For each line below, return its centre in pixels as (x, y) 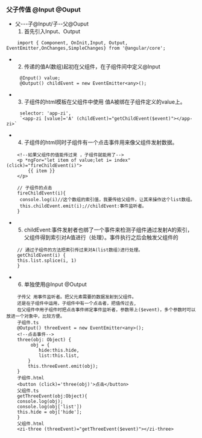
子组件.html (31, 378)
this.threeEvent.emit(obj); (63, 367)
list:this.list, (59, 356)
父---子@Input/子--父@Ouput (52, 24)
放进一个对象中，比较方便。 (36, 316)
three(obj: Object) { (44, 340)
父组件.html (31, 424)
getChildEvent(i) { (42, 256)
